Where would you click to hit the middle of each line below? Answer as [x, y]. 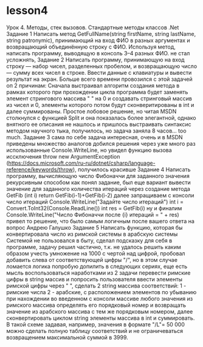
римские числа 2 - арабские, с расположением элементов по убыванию [101, 292]
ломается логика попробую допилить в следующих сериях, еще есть [97, 266]
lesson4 [27, 11]
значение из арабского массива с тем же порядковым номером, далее [100, 311]
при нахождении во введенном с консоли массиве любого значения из [100, 298]
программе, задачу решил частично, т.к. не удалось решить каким [94, 247]
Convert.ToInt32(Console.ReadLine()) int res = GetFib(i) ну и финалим [94, 208]
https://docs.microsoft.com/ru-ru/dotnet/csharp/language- [82, 163]
